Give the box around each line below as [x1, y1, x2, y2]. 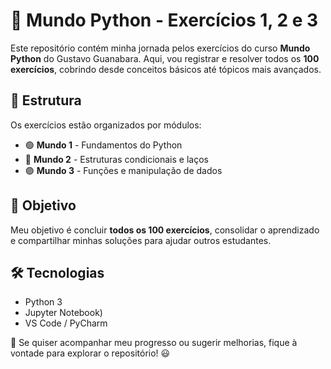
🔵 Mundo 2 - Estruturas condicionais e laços [24, 153, 209, 165]
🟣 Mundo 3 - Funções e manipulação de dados [24, 164, 223, 176]
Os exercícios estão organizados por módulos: [10, 119, 202, 131]
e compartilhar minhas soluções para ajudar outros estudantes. [10, 234, 272, 246]
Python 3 [24, 296, 63, 308]
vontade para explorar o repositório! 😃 [10, 347, 171, 359]
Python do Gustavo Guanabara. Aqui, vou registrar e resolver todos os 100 [10, 52, 320, 64]
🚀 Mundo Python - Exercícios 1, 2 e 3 [10, 9, 319, 32]
